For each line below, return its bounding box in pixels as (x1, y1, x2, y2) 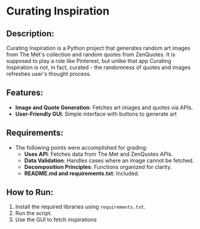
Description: (6, 28, 55, 39)
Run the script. (15, 210, 52, 217)
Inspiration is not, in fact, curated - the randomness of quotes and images (6, 64, 191, 71)
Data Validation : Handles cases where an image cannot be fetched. (24, 156, 195, 164)
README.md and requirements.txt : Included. (24, 170, 140, 177)
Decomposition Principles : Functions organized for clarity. (24, 163, 172, 170)
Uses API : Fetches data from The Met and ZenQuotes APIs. (24, 150, 173, 158)
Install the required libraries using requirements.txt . (15, 203, 146, 210)
